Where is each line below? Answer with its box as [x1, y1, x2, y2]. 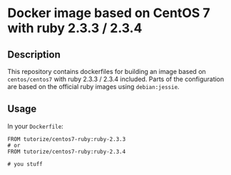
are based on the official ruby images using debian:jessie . [7, 83, 180, 90]
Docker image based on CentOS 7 [7, 5, 210, 21]
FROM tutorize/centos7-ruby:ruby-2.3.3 [7, 135, 126, 143]
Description [7, 48, 61, 60]
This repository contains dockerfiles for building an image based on [7, 68, 207, 75]
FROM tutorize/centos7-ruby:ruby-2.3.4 [7, 148, 126, 155]
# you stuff [7, 160, 43, 168]
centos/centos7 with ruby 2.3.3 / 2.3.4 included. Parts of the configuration [7, 75, 225, 83]
